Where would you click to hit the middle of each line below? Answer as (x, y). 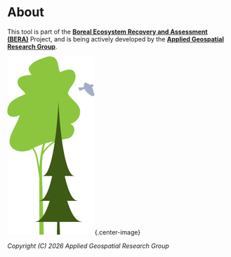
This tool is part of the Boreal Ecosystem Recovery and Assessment (108, 32)
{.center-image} (118, 232)
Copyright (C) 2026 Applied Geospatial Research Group (88, 246)
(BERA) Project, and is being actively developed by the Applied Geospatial (116, 39)
